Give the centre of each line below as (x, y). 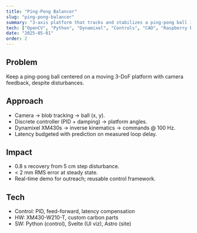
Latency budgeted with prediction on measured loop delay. (86, 134)
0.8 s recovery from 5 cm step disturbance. (67, 166)
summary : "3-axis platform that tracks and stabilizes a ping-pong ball (97, 22)
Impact (19, 153)
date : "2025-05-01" (30, 33)
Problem (22, 62)
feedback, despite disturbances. (45, 83)
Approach (25, 101)
